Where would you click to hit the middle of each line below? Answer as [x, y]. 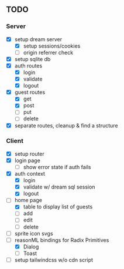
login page [27, 160]
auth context [30, 174]
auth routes [28, 65]
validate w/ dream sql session [59, 187]
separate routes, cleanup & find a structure [66, 125]
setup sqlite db [32, 59]
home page [28, 200]
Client [15, 141]
